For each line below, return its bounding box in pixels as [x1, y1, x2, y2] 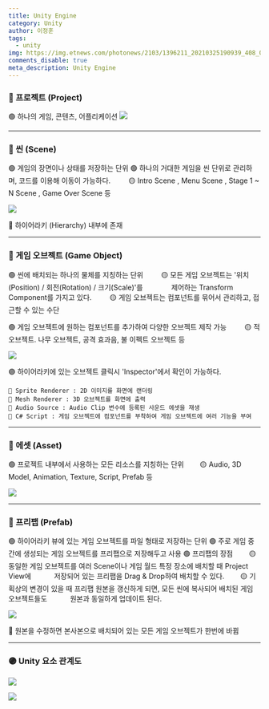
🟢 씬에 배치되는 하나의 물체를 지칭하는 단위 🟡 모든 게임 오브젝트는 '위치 [8, 269, 250, 279]
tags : [8, 34, 26, 43]
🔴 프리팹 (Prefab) [8, 517, 74, 528]
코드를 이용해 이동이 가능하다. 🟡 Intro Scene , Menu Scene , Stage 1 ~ [18, 176, 260, 185]
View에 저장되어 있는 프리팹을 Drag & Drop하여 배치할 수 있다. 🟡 [8, 571, 248, 581]
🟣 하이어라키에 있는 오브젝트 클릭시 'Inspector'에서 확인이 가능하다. [8, 367, 222, 376]
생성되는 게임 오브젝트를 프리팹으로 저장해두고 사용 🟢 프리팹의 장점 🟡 [22, 549, 256, 558]
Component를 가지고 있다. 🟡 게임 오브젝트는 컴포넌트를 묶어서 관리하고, [8, 292, 251, 302]
